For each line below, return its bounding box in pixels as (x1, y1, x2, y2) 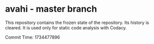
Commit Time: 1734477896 (5, 34, 60, 40)
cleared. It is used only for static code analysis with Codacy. (5, 24, 127, 30)
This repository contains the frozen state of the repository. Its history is (5, 20, 149, 25)
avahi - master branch (5, 3, 97, 15)
